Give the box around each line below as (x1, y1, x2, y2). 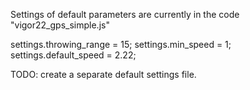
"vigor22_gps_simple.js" (10, 19, 110, 31)
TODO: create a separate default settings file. (10, 69, 197, 80)
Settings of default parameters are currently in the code (10, 9, 240, 20)
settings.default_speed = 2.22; (10, 49, 137, 61)
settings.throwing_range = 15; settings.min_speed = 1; (10, 39, 232, 50)
